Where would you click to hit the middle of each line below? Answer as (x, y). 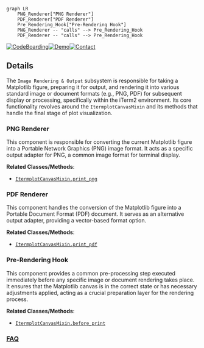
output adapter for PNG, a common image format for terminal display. (93, 155)
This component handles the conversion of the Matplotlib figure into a (94, 208)
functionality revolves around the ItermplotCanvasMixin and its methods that (102, 106)
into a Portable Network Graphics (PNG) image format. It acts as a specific (100, 149)
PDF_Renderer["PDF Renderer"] (56, 20)
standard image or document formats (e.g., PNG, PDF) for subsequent (94, 93)
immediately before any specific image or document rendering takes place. (100, 280)
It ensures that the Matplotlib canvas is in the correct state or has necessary (102, 286)
